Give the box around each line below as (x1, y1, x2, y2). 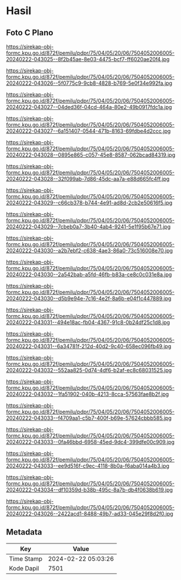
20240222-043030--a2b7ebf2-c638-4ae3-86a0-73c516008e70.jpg (6, 247, 173, 254)
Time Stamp (9, 555, 43, 563)
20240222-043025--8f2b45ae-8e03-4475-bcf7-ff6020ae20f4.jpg (6, 56, 170, 62)
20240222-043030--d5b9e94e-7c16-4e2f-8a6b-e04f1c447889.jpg (6, 295, 172, 301)
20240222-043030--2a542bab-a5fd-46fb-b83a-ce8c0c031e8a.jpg (6, 271, 172, 278)
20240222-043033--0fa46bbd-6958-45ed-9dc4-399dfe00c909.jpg (6, 439, 175, 445)
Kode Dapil (9, 564, 39, 572)
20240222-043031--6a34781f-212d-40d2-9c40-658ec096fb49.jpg (6, 343, 172, 350)
